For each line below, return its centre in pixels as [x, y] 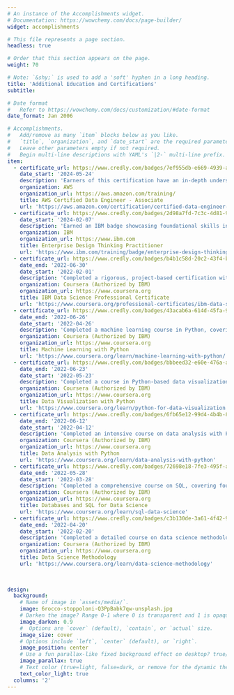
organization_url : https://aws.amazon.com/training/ [98, 193]
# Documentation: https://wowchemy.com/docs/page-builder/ [95, 20]
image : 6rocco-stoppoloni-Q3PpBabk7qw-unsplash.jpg [96, 609]
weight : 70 [23, 65]
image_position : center [54, 648]
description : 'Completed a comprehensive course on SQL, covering [118, 486]
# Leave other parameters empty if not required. [84, 148]
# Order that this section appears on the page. [79, 59]
